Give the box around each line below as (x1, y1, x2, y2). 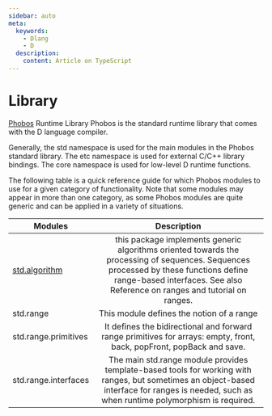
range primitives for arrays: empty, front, (100, 330, 256, 342)
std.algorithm (12, 264, 63, 275)
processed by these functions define (108, 264, 249, 275)
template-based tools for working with (104, 364, 253, 376)
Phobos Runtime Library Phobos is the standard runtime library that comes (8, 118, 257, 128)
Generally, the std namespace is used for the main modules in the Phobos (8, 142, 255, 152)
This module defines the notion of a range (98, 308, 258, 319)
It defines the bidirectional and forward (104, 321, 253, 332)
